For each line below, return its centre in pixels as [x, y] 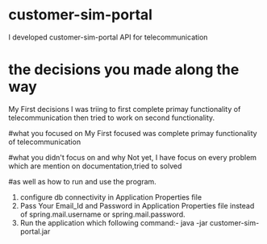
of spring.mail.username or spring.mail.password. [102, 214]
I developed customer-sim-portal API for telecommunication [108, 37]
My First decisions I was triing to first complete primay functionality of [125, 109]
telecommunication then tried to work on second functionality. [112, 118]
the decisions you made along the [124, 70]
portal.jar [35, 231]
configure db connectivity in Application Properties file [111, 197]
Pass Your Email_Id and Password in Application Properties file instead [137, 205]
